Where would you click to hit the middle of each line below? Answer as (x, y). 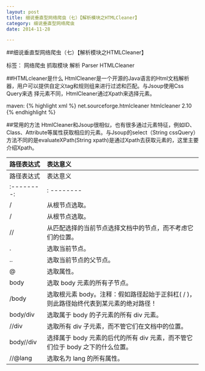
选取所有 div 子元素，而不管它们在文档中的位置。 (117, 326)
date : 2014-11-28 (28, 29)
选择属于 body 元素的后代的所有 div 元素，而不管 (117, 338)
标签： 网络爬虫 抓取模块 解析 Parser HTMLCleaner (70, 65)
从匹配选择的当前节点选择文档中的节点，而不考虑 (117, 228)
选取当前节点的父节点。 (81, 260)
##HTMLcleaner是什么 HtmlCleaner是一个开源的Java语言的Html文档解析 (98, 78)
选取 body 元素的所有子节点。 (89, 283)
